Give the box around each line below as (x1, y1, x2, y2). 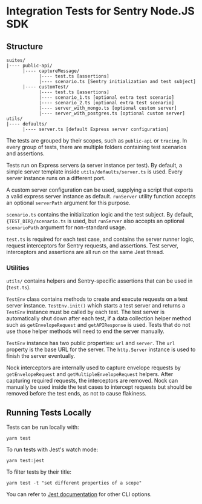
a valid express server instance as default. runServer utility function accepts (6, 193, 196, 200)
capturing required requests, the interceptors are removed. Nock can (6, 377, 178, 385)
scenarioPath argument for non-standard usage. (6, 224, 127, 231)
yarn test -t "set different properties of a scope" (6, 480, 142, 486)
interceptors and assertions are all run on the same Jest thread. (6, 249, 165, 255)
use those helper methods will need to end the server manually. (6, 328, 165, 335)
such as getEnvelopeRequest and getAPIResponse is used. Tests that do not (6, 321, 191, 329)
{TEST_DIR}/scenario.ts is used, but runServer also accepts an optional (6, 217, 184, 224)
